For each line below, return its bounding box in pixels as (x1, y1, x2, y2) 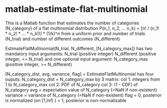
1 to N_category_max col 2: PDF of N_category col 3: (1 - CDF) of (5, 81, 138, 88)
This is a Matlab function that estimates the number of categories (5, 20, 140, 26)
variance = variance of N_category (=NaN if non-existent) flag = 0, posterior (5, 92, 162, 98)
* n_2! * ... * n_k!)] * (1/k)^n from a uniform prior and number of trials (5, 30, 146, 36)
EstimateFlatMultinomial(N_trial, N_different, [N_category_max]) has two (5, 45, 153, 51)
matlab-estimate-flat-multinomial (5, 3, 148, 15)
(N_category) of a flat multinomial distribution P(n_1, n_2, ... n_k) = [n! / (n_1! (5, 25, 160, 31)
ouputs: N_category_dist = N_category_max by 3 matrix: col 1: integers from (5, 76, 161, 82)
